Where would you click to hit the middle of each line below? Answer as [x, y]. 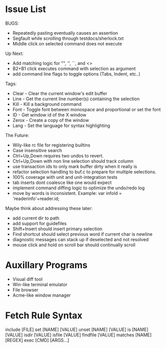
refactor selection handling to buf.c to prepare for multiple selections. [85, 172]
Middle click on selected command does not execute [67, 43]
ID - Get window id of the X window [49, 115]
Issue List [26, 9]
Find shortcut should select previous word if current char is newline [82, 234]
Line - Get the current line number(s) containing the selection [76, 99]
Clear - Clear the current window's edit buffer [60, 93]
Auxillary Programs [47, 265]
